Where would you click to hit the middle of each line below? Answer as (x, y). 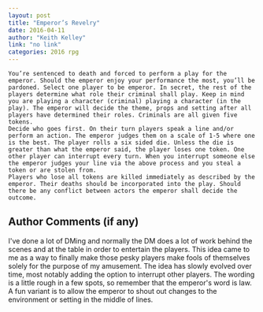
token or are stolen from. (52, 170)
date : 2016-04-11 (37, 30)
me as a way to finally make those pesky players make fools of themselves (129, 258)
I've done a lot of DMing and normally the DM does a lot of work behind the (130, 240)
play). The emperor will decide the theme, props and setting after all (130, 108)
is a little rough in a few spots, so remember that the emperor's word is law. (130, 282)
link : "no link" (35, 45)
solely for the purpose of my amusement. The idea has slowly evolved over (130, 266)
